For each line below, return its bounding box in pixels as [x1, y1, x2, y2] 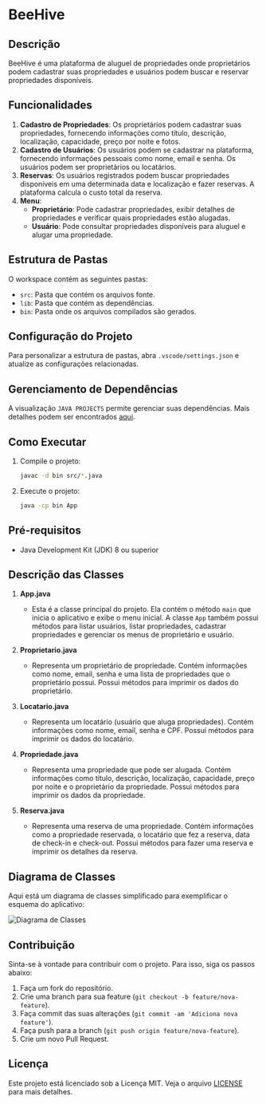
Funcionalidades [8, 98, 93, 112]
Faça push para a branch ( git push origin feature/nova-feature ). [19, 1026, 240, 1035]
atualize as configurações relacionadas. [8, 359, 139, 369]
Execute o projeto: [19, 486, 80, 495]
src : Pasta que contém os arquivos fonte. [19, 290, 155, 299]
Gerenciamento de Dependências [8, 382, 178, 396]
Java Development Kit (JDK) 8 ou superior [19, 545, 159, 554]
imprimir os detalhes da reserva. [31, 847, 138, 857]
